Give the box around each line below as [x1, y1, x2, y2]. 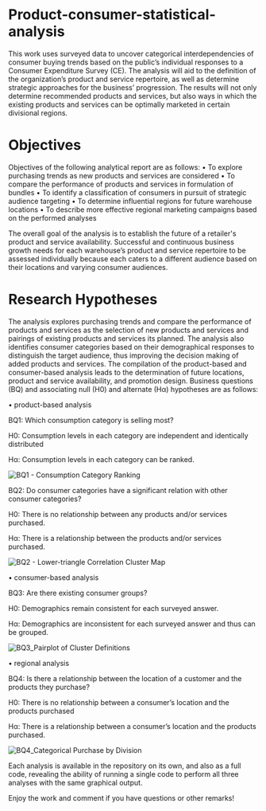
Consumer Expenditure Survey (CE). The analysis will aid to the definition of [8, 65, 256, 75]
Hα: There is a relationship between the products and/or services [8, 533, 222, 543]
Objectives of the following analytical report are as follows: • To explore [8, 162, 243, 172]
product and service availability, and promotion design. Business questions [8, 376, 254, 386]
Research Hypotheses [8, 291, 158, 308]
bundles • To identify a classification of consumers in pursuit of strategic [8, 187, 247, 197]
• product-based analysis [8, 400, 92, 409]
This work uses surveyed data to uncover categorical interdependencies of [8, 49, 254, 58]
